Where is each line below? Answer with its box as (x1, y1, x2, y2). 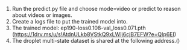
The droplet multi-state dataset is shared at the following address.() (11, 37, 180, 44)
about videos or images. (11, 11, 72, 19)
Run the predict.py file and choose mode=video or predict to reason (11, 5, 181, 12)
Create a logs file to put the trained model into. (11, 18, 128, 25)
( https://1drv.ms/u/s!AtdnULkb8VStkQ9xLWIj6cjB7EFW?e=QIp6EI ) (11, 31, 177, 38)
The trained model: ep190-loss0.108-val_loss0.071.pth (11, 24, 146, 31)
